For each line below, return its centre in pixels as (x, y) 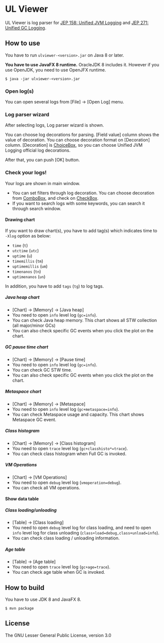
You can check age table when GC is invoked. (59, 572)
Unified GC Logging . (26, 27)
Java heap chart (22, 297)
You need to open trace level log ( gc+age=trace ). (61, 567)
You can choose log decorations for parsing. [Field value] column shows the (82, 135)
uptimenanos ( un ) (29, 276)
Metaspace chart (23, 392)
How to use (23, 43)
